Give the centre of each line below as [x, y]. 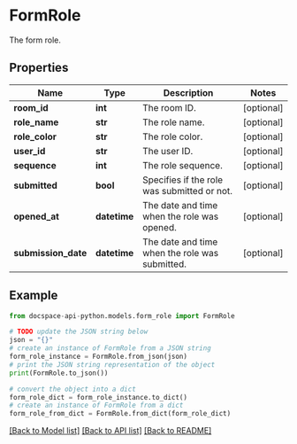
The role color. [173, 136]
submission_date [50, 253]
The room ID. [169, 107]
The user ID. [168, 151]
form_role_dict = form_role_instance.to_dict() [99, 397]
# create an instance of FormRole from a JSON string [110, 348]
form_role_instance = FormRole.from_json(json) [99, 357]
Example [34, 296]
